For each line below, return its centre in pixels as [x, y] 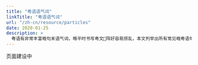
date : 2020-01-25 [27, 28]
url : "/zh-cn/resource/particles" [49, 22]
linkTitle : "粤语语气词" [34, 17]
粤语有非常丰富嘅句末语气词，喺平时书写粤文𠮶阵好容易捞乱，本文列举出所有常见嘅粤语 [100, 39]
